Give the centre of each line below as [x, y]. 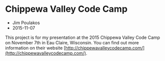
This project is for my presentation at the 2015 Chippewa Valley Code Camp [83, 37]
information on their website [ [35, 48]
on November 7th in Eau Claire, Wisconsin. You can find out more [72, 42]
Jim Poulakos [26, 23]
